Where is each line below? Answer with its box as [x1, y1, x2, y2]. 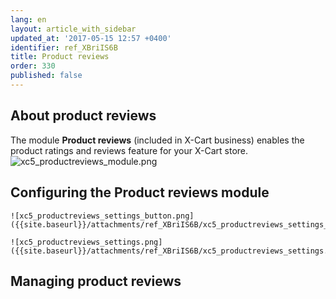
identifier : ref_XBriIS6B [10, 42, 118, 53]
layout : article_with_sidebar [10, 24, 137, 34]
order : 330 [10, 61, 56, 71]
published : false [10, 71, 83, 81]
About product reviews [10, 107, 157, 125]
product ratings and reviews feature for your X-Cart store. [10, 144, 249, 156]
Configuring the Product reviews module [10, 184, 270, 201]
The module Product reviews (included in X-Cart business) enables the [10, 134, 305, 146]
